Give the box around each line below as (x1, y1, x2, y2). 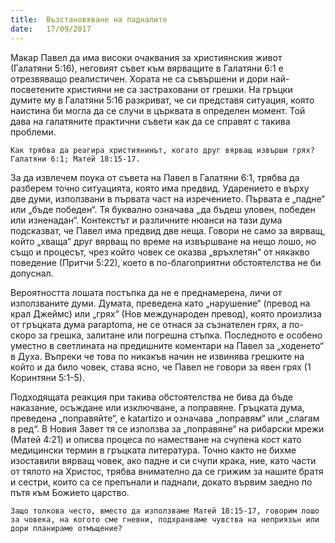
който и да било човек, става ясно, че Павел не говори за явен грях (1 (10, 361, 312, 373)
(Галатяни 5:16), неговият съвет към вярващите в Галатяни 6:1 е (10, 62, 284, 74)
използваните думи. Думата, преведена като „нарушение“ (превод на (10, 297, 311, 309)
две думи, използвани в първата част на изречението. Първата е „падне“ (10, 192, 326, 205)
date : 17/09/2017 (10, 24, 92, 34)
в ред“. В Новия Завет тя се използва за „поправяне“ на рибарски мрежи (10, 422, 325, 435)
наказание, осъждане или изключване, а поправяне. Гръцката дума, (10, 401, 305, 413)
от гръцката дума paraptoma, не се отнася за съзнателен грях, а (10, 318, 287, 330)
